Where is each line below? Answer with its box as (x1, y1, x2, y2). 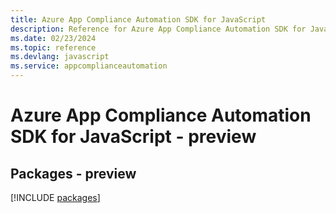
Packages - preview (10, 165, 137, 182)
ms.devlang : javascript (10, 52, 110, 62)
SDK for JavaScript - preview (10, 126, 257, 148)
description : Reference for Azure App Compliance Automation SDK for (10, 24, 307, 34)
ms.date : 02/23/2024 (10, 33, 97, 43)
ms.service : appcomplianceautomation (10, 61, 168, 71)
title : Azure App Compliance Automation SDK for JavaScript (10, 14, 267, 25)
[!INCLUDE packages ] (10, 192, 101, 203)
